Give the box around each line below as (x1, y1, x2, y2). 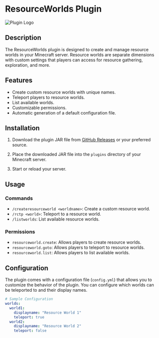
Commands (5, 195, 33, 202)
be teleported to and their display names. (5, 287, 88, 293)
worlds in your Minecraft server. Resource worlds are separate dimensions (5, 52, 155, 57)
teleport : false (14, 328, 47, 333)
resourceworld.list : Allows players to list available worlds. (12, 250, 130, 256)
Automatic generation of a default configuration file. (12, 110, 116, 115)
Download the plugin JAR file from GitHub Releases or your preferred (12, 137, 151, 143)
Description (5, 34, 41, 42)
